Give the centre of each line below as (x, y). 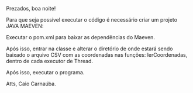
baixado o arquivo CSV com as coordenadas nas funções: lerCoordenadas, (97, 55)
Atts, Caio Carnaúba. (31, 84)
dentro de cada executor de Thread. (50, 61)
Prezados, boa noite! (31, 8)
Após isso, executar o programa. (45, 72)
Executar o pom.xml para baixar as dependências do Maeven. (80, 37)
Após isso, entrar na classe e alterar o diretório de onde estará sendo (89, 49)
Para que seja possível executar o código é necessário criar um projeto (92, 20)
